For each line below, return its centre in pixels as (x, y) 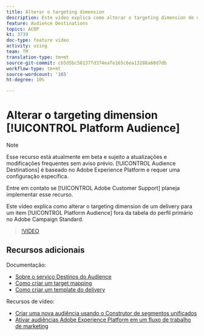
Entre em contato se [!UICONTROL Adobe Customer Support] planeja (93, 188)
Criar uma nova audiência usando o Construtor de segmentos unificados (106, 313)
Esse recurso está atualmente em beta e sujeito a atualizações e (87, 157)
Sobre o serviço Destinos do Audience (63, 276)
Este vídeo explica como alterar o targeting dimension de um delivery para (99, 206)
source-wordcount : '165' (38, 74)
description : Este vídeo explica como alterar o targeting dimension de (100, 18)
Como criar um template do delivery (60, 289)
